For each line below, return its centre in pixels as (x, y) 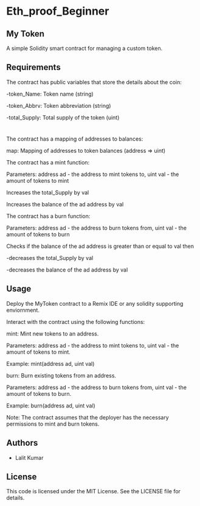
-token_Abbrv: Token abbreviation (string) (59, 105)
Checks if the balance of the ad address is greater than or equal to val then (100, 246)
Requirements (33, 67)
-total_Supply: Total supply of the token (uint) (63, 118)
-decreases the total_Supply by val (50, 258)
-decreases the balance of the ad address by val (67, 270)
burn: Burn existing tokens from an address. (61, 375)
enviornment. (23, 310)
